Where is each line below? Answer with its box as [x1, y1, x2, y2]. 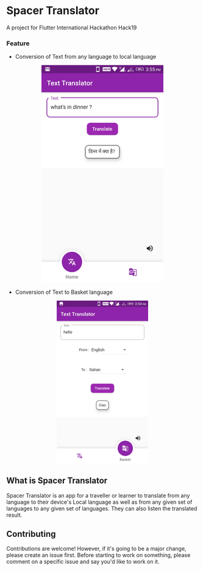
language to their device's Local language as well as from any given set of [6, 498, 193, 506]
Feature [6, 39, 30, 48]
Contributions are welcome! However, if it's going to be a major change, [6, 545, 187, 553]
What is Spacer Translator [6, 476, 108, 486]
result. [6, 511, 23, 518]
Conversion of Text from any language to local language [15, 53, 157, 60]
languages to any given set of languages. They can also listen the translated [6, 504, 198, 512]
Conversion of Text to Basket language [15, 288, 113, 296]
